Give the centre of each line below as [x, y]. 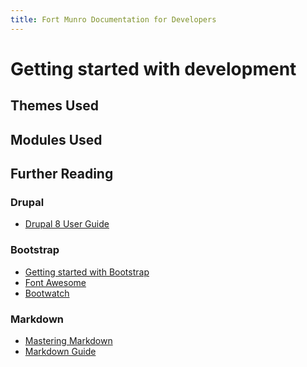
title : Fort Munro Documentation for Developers [113, 19]
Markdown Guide [60, 351]
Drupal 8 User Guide [67, 224]
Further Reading [62, 173]
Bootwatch [47, 293]
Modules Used [56, 139]
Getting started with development [153, 68]
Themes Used [54, 106]
